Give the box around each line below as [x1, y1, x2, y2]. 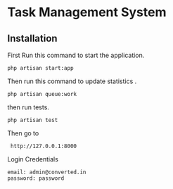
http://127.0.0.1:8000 [10, 142, 77, 150]
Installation [7, 32, 58, 44]
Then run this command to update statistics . [7, 77, 137, 85]
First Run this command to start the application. [7, 51, 145, 59]
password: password [7, 175, 65, 182]
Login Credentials [7, 155, 58, 163]
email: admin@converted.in [7, 169, 86, 176]
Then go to [7, 129, 39, 138]
